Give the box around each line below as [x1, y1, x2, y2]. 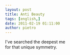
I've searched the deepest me [5, 39, 66, 45]
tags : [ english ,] [5, 16, 41, 21]
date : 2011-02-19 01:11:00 [5, 21, 60, 26]
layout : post [5, 7, 32, 12]
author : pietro [5, 26, 36, 30]
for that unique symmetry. [5, 44, 57, 50]
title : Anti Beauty [5, 12, 45, 17]
